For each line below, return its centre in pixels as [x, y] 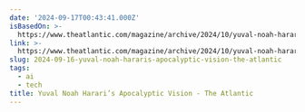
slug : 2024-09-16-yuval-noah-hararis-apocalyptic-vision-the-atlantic [146, 60]
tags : [20, 69]
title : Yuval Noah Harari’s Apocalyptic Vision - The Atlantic [132, 93]
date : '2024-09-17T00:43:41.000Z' [75, 18]
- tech [30, 85]
